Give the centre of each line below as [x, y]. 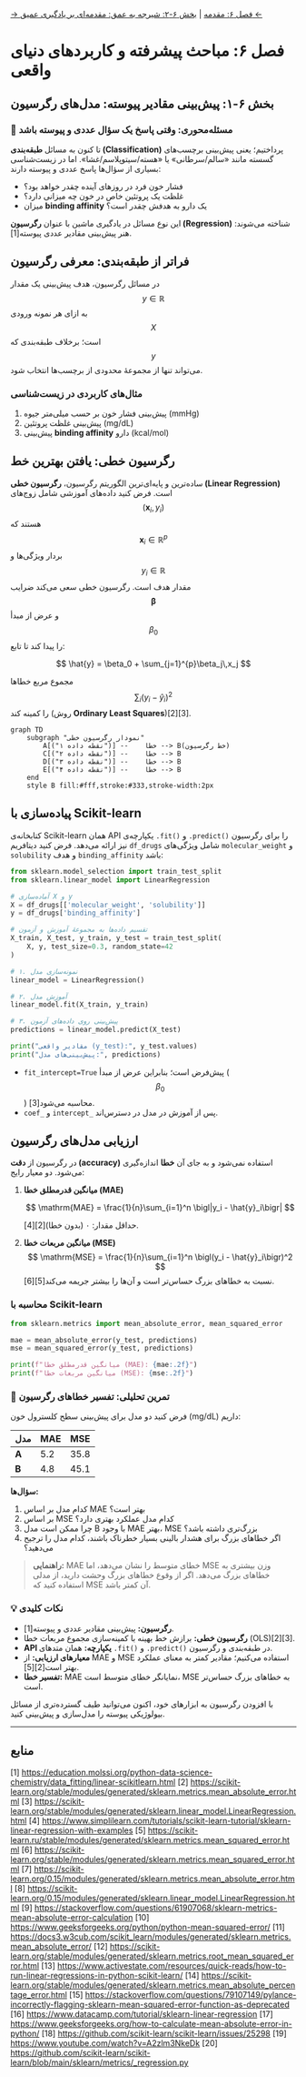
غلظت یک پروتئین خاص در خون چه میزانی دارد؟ [104, 196]
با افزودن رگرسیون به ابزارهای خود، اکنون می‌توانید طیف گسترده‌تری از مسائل [142, 1704]
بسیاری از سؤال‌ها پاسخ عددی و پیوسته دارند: [86, 168]
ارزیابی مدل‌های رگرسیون [74, 1141]
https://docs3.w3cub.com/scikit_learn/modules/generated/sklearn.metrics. [151, 1937]
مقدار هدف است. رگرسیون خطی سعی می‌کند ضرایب [101, 586]
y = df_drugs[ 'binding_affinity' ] [76, 913]
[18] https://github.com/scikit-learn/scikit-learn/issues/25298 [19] [164, 2033]
